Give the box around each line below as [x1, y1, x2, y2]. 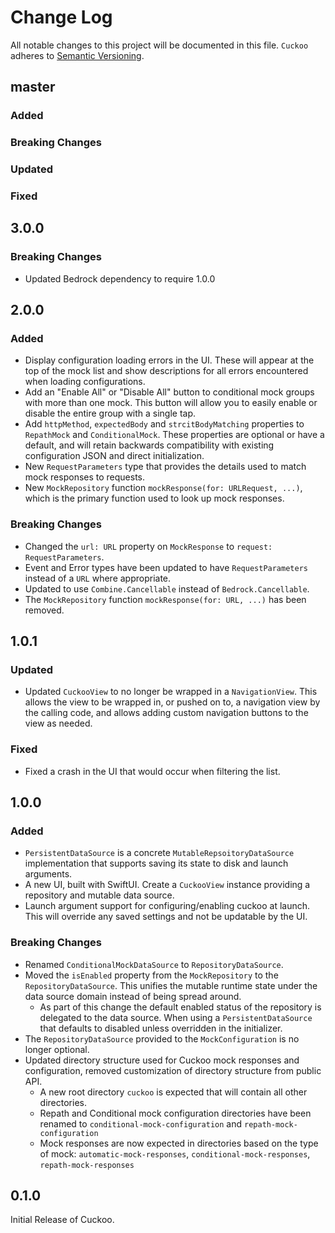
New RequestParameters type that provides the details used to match [24, 461, 307, 473]
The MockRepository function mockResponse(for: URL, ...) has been [24, 593, 307, 605]
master [10, 79, 56, 96]
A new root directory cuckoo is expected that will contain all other [39, 1086, 308, 1098]
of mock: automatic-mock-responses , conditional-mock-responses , [39, 1147, 311, 1160]
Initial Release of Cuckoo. [10, 1214, 115, 1226]
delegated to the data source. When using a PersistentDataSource [39, 1011, 313, 1023]
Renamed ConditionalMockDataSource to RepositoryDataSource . [24, 958, 284, 970]
